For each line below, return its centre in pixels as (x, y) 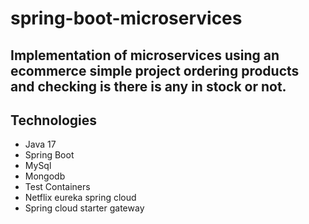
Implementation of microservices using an (145, 55)
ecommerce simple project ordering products (155, 70)
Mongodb (45, 176)
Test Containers (57, 187)
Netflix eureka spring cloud (80, 198)
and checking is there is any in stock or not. (148, 86)
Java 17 (40, 144)
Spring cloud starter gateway (84, 208)
